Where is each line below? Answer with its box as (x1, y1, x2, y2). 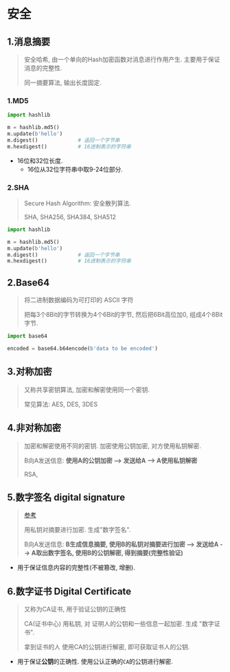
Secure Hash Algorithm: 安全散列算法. (23, 199, 132, 207)
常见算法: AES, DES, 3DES (23, 400, 98, 408)
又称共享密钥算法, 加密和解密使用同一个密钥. (23, 385, 150, 394)
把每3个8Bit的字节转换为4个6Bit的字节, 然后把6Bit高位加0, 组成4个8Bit (23, 311, 223, 319)
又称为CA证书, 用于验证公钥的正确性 (23, 605, 127, 614)
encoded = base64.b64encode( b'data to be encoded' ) (7, 345, 158, 352)
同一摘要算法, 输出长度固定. (23, 78, 102, 87)
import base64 (7, 333, 48, 340)
